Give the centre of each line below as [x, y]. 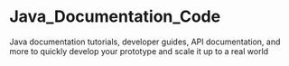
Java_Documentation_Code [115, 17]
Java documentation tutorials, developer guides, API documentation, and [145, 42]
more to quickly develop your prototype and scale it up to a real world [139, 51]
